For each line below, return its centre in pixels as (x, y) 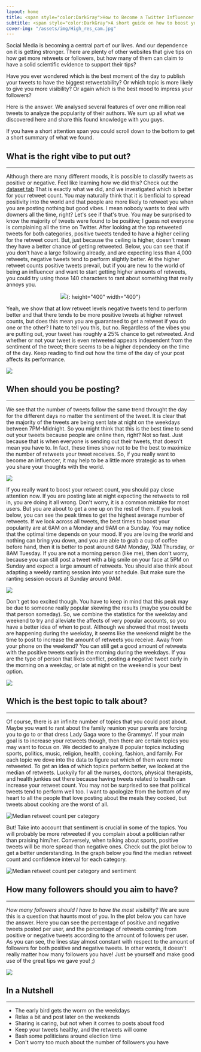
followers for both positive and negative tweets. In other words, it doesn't (96, 948)
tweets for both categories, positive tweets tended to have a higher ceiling (98, 234)
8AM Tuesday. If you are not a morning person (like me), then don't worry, (98, 553)
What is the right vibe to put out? (68, 156)
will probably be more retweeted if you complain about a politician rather (96, 833)
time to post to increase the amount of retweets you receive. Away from (95, 639)
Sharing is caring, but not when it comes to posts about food (89, 1023)
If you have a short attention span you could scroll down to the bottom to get (100, 131)
